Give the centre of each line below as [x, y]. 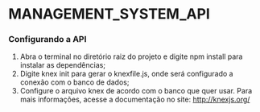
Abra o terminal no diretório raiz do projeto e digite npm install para [131, 56]
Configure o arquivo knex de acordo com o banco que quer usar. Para [136, 91]
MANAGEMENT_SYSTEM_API [109, 14]
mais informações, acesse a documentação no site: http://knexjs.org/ [135, 100]
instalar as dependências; [63, 65]
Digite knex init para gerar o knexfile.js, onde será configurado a [126, 74]
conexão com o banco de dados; [74, 82]
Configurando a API [47, 39]
